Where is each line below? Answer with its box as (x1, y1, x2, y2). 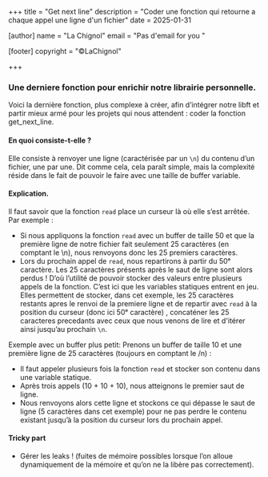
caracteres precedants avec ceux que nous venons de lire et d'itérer (19, 316, 246, 325)
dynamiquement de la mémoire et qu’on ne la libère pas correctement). (19, 459, 254, 469)
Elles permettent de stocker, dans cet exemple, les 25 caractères (19, 290, 234, 300)
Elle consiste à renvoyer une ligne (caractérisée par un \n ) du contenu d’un (8, 153, 255, 163)
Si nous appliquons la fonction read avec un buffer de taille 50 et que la (19, 230, 254, 240)
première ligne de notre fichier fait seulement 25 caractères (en (19, 239, 230, 249)
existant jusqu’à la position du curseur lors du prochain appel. (19, 414, 223, 424)
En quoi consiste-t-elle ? (8, 135, 92, 145)
